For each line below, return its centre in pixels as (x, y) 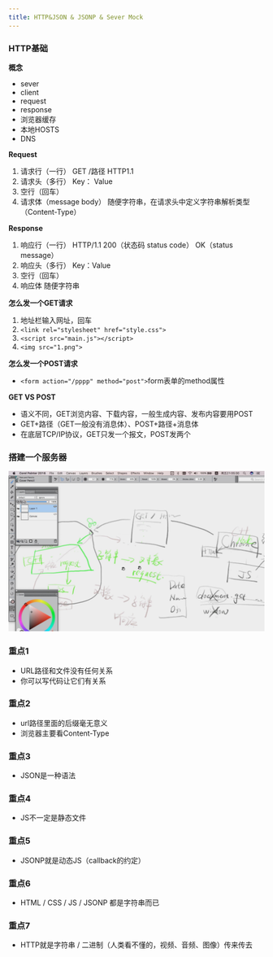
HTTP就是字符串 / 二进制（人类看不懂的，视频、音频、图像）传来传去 (136, 945)
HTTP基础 (28, 48)
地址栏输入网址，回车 (56, 320)
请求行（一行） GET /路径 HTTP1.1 (77, 171)
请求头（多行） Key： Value (66, 181)
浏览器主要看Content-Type (65, 733)
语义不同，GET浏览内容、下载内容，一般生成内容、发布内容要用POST (136, 413)
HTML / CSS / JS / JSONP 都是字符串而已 (90, 902)
